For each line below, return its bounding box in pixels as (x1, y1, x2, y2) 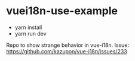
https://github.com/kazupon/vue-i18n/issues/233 (6, 47, 127, 54)
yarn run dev (14, 30, 47, 37)
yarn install (14, 24, 42, 31)
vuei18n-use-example (6, 4, 118, 18)
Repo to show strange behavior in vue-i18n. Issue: (6, 41, 130, 49)
